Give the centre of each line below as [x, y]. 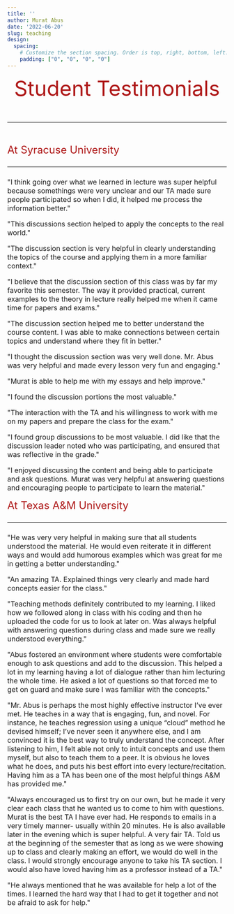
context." [22, 266]
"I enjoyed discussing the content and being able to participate [110, 470]
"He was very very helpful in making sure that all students [102, 537]
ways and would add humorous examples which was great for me [115, 555]
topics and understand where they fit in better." [85, 341]
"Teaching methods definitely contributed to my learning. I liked [111, 604]
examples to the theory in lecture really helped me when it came [112, 299]
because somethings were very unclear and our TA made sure [109, 191]
